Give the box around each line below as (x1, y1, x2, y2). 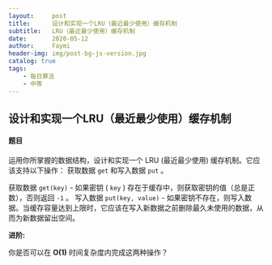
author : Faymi (8, 42, 70, 50)
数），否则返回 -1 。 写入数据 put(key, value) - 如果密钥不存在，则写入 (8, 193, 245, 203)
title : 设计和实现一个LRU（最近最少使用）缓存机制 (8, 19, 178, 28)
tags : (8, 65, 27, 73)
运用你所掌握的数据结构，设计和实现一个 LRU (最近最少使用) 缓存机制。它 (8, 156, 253, 165)
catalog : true (8, 58, 57, 66)
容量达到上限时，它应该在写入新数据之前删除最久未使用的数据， (43, 203, 257, 213)
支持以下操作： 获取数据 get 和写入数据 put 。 (15, 165, 168, 175)
